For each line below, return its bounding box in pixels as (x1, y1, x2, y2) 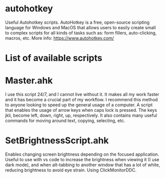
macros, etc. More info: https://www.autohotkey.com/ (5, 35, 114, 41)
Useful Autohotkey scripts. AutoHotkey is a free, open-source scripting (5, 19, 150, 25)
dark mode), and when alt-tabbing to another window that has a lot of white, (5, 162, 161, 168)
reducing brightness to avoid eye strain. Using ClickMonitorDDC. (5, 167, 137, 173)
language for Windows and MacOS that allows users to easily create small (5, 24, 156, 30)
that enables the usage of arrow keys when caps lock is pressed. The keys (5, 107, 157, 113)
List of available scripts (5, 52, 103, 64)
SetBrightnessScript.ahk (5, 135, 109, 146)
